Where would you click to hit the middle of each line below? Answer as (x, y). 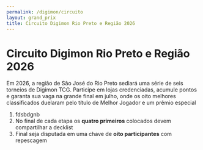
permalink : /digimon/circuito (45, 12)
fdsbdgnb (28, 115)
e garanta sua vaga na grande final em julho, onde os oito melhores (91, 96)
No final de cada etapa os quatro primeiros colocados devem (93, 121)
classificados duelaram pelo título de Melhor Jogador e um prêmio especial (101, 103)
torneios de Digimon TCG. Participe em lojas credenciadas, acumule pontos (102, 90)
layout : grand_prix (31, 18)
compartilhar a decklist (44, 127)
